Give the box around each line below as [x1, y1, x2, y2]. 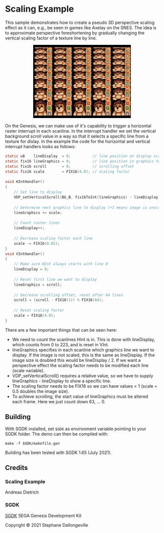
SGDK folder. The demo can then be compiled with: [5, 431, 108, 437]
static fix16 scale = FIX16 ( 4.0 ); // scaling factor [5, 169, 130, 174]
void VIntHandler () [5, 251, 45, 257]
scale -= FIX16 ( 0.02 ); [14, 241, 60, 246]
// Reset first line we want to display [14, 277, 97, 282]
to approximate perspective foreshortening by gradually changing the [5, 30, 145, 36]
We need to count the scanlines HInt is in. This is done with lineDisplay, [12, 336, 155, 342]
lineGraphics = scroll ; [14, 282, 62, 287]
